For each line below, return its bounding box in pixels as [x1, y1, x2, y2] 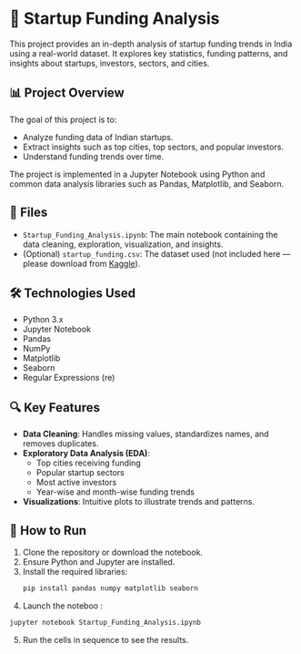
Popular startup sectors [35, 467, 125, 478]
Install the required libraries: [22, 567, 128, 577]
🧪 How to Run [9, 523, 87, 538]
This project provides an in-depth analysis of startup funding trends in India [9, 38, 293, 49]
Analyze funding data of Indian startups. [22, 131, 174, 142]
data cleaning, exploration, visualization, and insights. [22, 239, 224, 250]
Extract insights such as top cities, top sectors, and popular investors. [22, 141, 285, 152]
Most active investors [35, 477, 117, 488]
